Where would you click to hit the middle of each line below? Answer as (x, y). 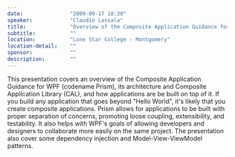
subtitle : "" (42, 33)
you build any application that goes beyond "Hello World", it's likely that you (116, 101)
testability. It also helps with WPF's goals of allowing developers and (106, 124)
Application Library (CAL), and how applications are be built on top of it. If (113, 94)
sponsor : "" (42, 53)
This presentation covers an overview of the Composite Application (104, 79)
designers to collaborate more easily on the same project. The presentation (116, 130)
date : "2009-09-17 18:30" (67, 14)
